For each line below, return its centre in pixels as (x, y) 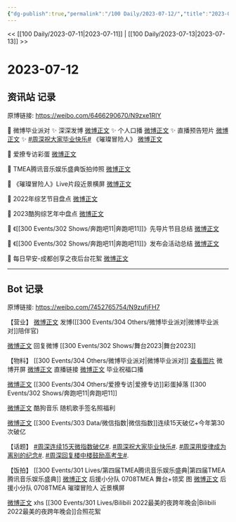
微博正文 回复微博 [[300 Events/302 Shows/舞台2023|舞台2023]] (101, 346)
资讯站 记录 (32, 97)
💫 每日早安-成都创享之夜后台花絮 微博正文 (68, 258)
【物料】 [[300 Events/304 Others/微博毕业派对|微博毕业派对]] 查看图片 (111, 361)
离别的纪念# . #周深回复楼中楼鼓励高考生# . (68, 455)
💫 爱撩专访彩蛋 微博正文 (42, 154)
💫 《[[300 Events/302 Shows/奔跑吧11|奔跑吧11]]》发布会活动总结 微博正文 (113, 243)
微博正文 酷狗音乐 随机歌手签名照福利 (61, 408)
